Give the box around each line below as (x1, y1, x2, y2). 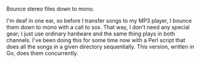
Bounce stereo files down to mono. (6, 6, 95, 12)
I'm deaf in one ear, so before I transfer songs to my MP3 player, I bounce (6, 17, 192, 24)
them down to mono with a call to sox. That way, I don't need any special (6, 24, 190, 31)
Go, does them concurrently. (6, 50, 78, 57)
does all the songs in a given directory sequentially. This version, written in (6, 43, 194, 50)
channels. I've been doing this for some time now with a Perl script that (6, 37, 185, 43)
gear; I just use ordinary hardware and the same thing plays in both (6, 30, 176, 37)
